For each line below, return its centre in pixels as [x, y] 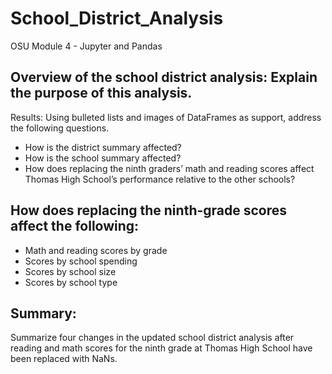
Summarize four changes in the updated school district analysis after [152, 338]
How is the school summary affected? [103, 158]
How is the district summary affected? [103, 147]
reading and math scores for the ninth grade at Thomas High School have [161, 348]
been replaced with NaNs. [64, 359]
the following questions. [60, 128]
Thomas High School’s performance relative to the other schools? [160, 179]
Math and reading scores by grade [96, 250]
